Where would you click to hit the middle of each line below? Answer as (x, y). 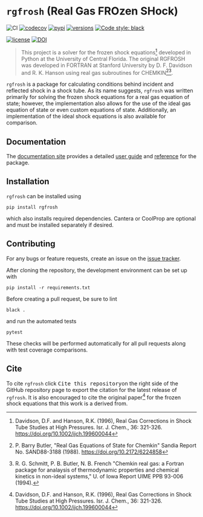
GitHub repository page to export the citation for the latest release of (92, 390)
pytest (14, 332)
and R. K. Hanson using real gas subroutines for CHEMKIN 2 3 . (97, 72)
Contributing (31, 244)
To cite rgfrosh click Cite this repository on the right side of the (92, 383)
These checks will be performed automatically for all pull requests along (96, 343)
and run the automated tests (41, 321)
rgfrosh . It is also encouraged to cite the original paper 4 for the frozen (94, 397)
